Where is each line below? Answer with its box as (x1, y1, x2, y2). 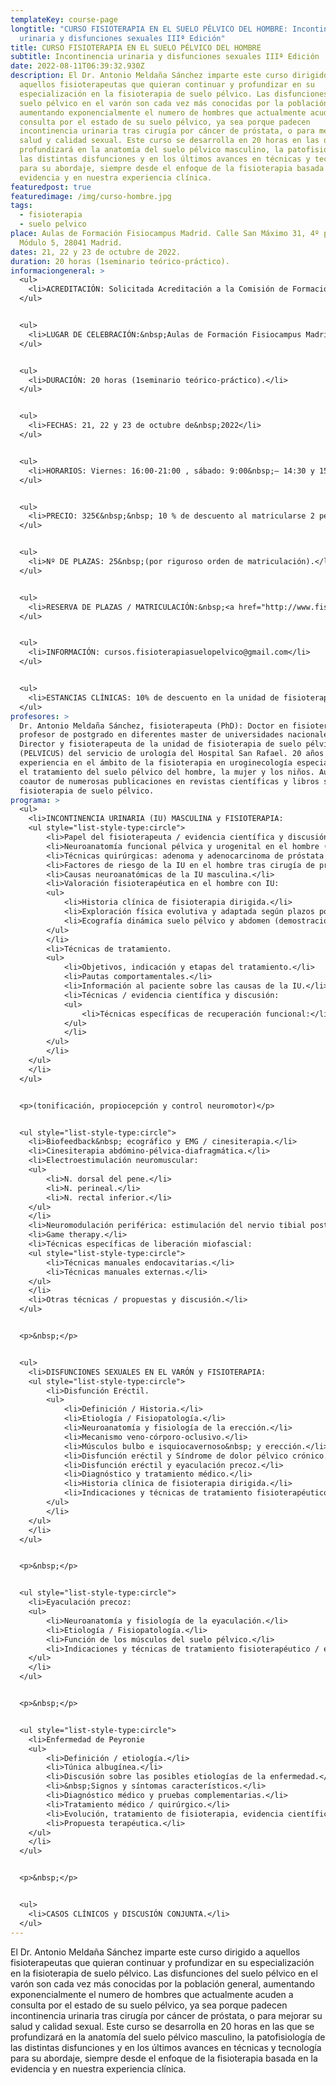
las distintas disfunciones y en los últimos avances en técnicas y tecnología (10, 2041, 322, 2053)
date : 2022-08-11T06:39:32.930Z (10, 61, 145, 71)
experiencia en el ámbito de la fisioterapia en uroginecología (19, 758, 293, 768)
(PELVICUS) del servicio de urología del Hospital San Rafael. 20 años (19, 749, 325, 759)
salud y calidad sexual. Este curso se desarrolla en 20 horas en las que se (10, 2020, 315, 2032)
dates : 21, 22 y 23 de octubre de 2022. (10, 247, 182, 257)
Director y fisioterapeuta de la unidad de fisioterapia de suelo (19, 739, 302, 750)
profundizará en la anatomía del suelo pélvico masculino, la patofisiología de (10, 2031, 326, 2043)
